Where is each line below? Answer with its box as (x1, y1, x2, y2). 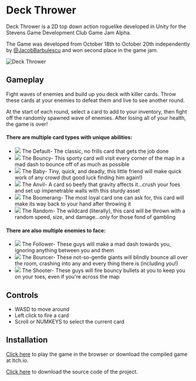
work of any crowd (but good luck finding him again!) (14, 174, 143, 181)
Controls (6, 290, 39, 300)
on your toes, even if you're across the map (14, 273, 120, 280)
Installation (6, 335, 48, 345)
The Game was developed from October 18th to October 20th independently (6, 40, 190, 47)
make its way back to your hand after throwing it (14, 200, 131, 207)
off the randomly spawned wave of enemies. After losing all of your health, (6, 114, 186, 121)
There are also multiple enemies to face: (6, 226, 106, 234)
